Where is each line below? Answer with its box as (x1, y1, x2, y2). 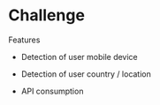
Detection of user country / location (20, 68, 152, 79)
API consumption (20, 86, 84, 96)
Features (8, 34, 41, 45)
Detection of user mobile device (20, 51, 138, 62)
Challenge (8, 5, 86, 26)
